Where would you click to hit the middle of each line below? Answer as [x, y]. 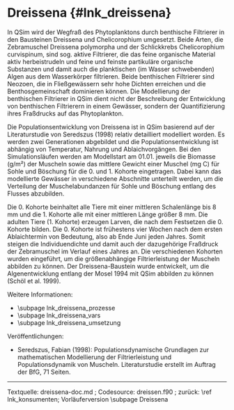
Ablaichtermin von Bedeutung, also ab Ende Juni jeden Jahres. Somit [106, 236]
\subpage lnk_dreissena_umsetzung [69, 322]
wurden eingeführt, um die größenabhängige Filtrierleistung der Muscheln [114, 258]
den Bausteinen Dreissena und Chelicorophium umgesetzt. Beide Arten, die [116, 39]
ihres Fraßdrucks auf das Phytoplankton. [65, 113]
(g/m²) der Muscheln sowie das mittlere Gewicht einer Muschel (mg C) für [114, 164]
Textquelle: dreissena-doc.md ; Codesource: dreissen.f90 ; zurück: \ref [110, 392]
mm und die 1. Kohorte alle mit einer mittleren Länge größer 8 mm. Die [108, 214]
